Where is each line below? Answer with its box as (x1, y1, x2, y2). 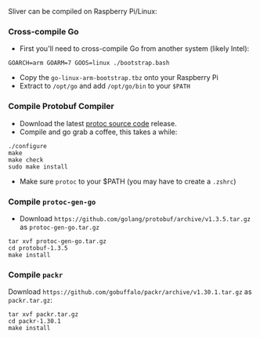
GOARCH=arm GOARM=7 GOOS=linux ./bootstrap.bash (8, 59, 170, 67)
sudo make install (8, 162, 68, 171)
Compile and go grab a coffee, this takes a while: (19, 127, 178, 136)
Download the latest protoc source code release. (19, 118, 178, 128)
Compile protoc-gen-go (8, 196, 96, 207)
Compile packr (8, 269, 63, 280)
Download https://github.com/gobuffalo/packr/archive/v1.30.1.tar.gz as (8, 287, 252, 296)
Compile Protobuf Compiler (8, 101, 115, 112)
